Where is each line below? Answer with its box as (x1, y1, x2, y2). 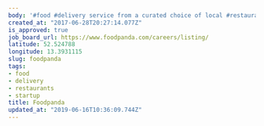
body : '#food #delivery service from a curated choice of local (8, 11, 223, 20)
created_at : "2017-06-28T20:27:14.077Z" (8, 19, 143, 27)
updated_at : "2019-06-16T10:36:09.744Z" (8, 106, 143, 114)
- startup (8, 92, 41, 99)
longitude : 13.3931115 (8, 48, 82, 56)
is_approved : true (8, 26, 68, 34)
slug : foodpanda (8, 56, 61, 63)
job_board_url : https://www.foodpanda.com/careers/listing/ (8, 33, 210, 41)
